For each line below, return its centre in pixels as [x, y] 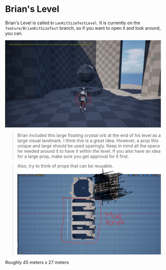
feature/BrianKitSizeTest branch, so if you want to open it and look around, [83, 28]
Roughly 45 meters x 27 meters [37, 262]
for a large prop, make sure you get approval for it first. [73, 156]
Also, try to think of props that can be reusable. [65, 166]
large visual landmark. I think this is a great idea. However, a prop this [88, 140]
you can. [14, 33]
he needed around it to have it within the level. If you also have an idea [89, 151]
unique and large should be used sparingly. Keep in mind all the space [89, 146]
